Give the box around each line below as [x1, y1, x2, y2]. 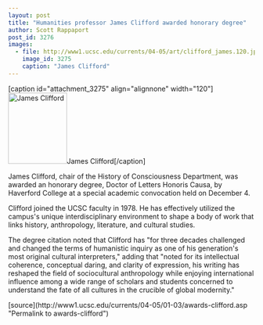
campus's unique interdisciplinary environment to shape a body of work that [8, 211, 254, 221]
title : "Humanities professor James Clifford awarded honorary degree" [8, 19, 247, 27]
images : [8, 41, 34, 49]
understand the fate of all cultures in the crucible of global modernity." [8, 285, 235, 294]
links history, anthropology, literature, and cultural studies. [8, 220, 196, 229]
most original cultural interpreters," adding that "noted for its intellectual [8, 251, 240, 261]
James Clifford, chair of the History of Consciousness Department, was [8, 172, 239, 181]
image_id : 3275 [22, 56, 72, 63]
